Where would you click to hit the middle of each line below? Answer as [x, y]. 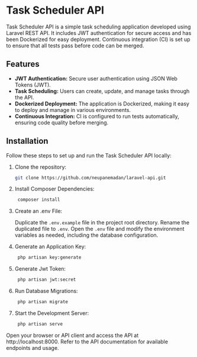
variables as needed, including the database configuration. [86, 235]
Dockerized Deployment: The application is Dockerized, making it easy [102, 104]
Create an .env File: [38, 211]
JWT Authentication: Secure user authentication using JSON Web [96, 78]
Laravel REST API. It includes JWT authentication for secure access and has [99, 33]
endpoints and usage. [33, 348]
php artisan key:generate [49, 258]
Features [23, 64]
